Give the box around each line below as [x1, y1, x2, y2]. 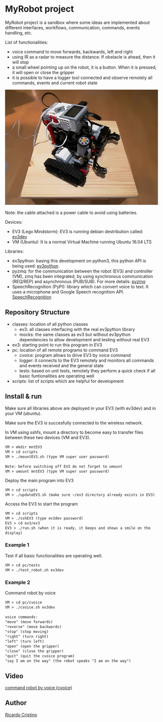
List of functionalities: [5, 39, 49, 45]
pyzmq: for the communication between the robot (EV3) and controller [12, 268, 153, 274]
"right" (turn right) [5, 634, 49, 639]
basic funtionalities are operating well [19, 373, 95, 379]
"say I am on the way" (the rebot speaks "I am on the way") [5, 659, 131, 663]
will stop [12, 59, 29, 65]
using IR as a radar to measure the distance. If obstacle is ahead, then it [12, 54, 156, 59]
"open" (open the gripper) [5, 644, 60, 649]
